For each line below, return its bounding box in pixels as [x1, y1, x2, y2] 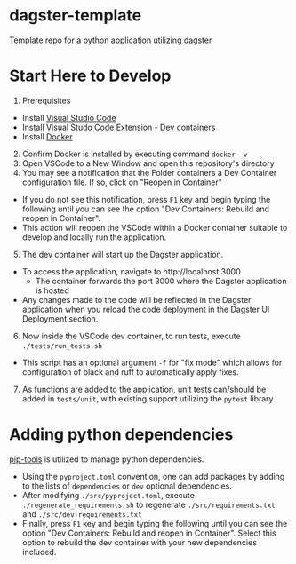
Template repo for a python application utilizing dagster [9, 35, 212, 45]
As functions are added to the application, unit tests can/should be [21, 384, 267, 394]
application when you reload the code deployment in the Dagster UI [21, 304, 270, 314]
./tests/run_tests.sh [21, 341, 102, 351]
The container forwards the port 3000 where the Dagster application [35, 275, 287, 286]
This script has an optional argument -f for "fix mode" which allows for [21, 357, 283, 368]
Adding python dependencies [9, 425, 234, 445]
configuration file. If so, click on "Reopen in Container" [21, 177, 222, 187]
